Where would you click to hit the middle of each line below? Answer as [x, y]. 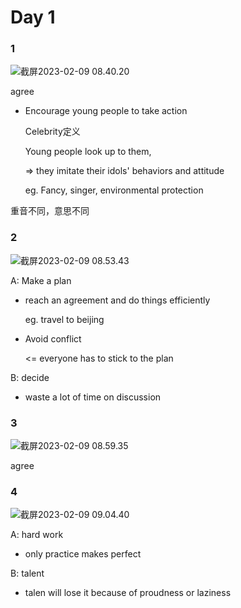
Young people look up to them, [88, 152]
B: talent [27, 573]
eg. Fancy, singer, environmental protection [114, 190]
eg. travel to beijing [64, 319]
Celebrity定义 [52, 132]
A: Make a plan [41, 280]
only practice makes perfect [83, 554]
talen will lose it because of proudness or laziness [128, 593]
